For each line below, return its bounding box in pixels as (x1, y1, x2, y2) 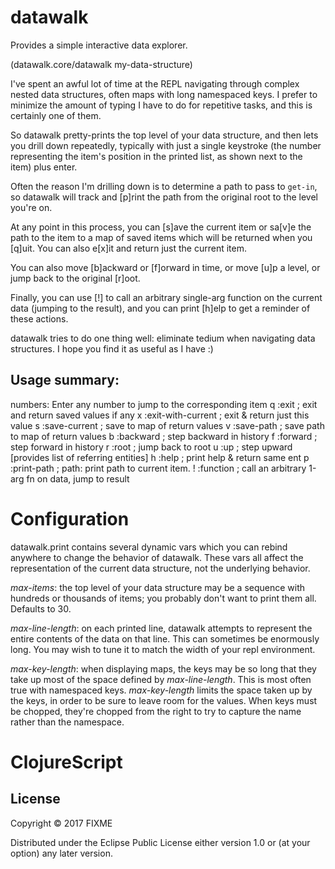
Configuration (10, 507, 130, 530)
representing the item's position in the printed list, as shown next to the (10, 150, 303, 162)
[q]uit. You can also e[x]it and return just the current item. (10, 242, 247, 254)
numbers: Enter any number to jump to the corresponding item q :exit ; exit (10, 398, 318, 410)
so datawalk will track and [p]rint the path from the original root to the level (10, 191, 318, 203)
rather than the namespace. (10, 716, 125, 728)
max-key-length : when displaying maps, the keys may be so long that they (10, 662, 317, 675)
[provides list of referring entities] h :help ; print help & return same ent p (10, 451, 310, 463)
